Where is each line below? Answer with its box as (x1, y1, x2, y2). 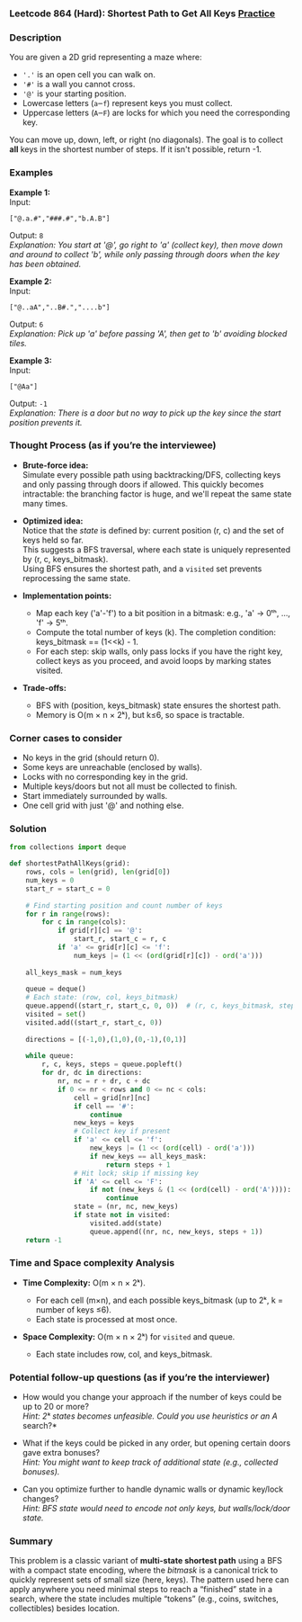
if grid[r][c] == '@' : (57, 926, 143, 936)
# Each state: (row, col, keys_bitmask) (25, 993, 179, 1002)
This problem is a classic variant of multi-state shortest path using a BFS (9, 1555, 283, 1566)
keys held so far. (22, 534, 84, 545)
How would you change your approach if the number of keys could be (22, 1392, 282, 1402)
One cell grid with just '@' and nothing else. (22, 800, 184, 811)
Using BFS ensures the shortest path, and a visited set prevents (22, 563, 262, 574)
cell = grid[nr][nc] (73, 1093, 151, 1102)
